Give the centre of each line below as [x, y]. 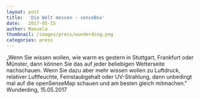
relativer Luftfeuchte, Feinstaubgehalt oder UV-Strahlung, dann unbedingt [99, 77]
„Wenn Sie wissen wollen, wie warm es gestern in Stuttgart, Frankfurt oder [100, 57]
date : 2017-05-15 [31, 23]
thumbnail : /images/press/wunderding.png [60, 35]
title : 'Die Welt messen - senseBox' [56, 18]
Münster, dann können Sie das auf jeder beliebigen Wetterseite [86, 64]
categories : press [30, 40]
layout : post [23, 12]
